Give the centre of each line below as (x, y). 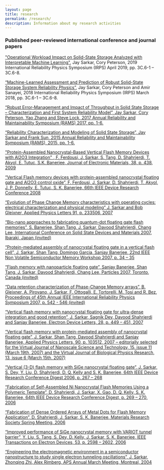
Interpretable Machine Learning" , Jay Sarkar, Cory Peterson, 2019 (71, 62)
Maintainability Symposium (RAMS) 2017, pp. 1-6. (54, 123)
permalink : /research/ (28, 19)
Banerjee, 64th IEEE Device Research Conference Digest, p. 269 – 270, (76, 397)
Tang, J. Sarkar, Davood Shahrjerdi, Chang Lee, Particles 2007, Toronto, (77, 272)
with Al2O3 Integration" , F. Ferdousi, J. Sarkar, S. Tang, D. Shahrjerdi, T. (78, 157)
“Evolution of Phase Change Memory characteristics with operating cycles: (81, 202)
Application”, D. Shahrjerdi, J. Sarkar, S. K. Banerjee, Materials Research (77, 417)
